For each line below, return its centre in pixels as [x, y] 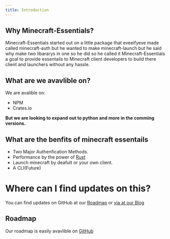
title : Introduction [27, 10]
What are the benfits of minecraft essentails [77, 139]
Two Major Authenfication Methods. [50, 152]
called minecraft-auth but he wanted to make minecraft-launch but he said [83, 48]
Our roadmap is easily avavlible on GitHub [49, 231]
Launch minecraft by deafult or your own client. [63, 163]
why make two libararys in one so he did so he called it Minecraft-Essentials [85, 54]
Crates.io [22, 108]
